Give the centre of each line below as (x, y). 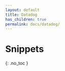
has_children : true (26, 19)
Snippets (25, 49)
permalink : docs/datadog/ (32, 24)
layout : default (22, 10)
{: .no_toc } (17, 63)
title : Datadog (21, 15)
